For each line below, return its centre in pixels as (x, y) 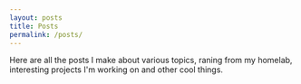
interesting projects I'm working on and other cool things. (117, 70)
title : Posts (34, 26)
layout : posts (36, 18)
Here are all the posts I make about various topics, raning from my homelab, (151, 61)
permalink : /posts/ (46, 34)
